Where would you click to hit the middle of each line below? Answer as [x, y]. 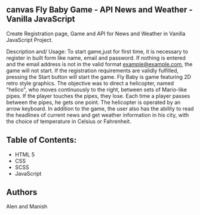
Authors [22, 193]
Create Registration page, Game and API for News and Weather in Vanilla [96, 33]
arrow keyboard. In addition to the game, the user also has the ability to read [100, 108]
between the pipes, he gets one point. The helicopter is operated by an [93, 102]
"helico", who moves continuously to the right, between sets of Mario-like [96, 90]
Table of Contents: [41, 140]
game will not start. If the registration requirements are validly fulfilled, [93, 70]
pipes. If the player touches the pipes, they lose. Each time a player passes [98, 96]
